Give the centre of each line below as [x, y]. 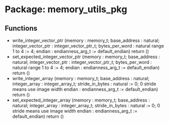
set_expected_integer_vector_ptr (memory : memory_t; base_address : [86, 57]
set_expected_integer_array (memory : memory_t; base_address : [81, 100]
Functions [21, 28]
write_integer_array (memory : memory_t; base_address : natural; [81, 78]
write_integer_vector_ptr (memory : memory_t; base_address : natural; [86, 40]
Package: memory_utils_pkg [66, 9]
